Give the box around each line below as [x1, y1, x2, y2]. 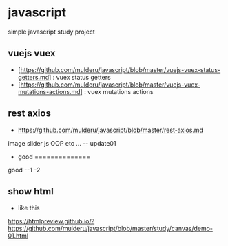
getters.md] [17, 73, 52, 81]
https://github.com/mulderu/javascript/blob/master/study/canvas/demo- [8, 225, 213, 233]
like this [17, 204, 40, 212]
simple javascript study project [8, 27, 95, 36]
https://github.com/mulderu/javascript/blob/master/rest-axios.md [17, 126, 204, 134]
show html [8, 186, 54, 197]
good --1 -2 [8, 166, 41, 174]
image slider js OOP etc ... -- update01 [8, 139, 116, 147]
